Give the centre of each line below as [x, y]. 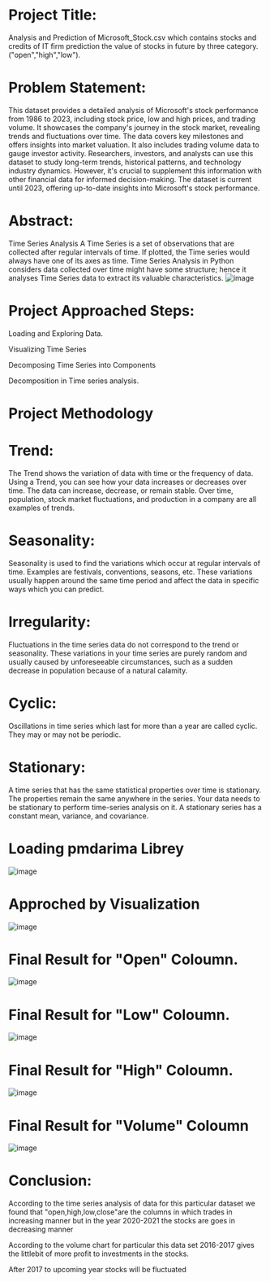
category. [242, 46]
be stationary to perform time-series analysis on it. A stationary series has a [135, 807]
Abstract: [41, 221]
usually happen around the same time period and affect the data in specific [134, 580]
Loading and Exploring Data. [56, 333]
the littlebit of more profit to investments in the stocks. [99, 1254]
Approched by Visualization [104, 904]
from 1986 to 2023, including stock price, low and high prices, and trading [132, 119]
